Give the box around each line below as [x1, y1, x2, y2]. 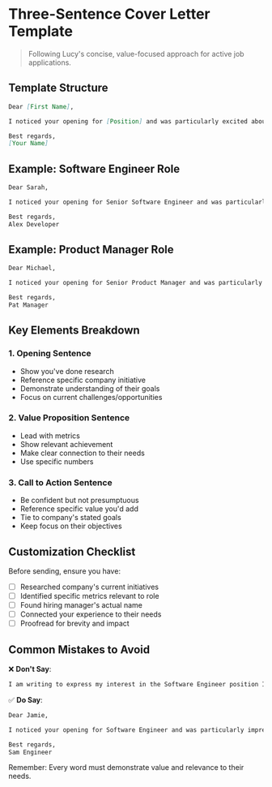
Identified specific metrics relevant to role [19, 591, 159, 601]
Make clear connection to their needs [19, 448, 146, 458]
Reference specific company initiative [19, 375, 146, 385]
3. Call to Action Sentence [8, 476, 113, 488]
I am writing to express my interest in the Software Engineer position [8, 681, 259, 689]
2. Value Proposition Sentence [8, 412, 130, 424]
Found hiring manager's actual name [19, 600, 143, 610]
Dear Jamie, [8, 711, 49, 719]
